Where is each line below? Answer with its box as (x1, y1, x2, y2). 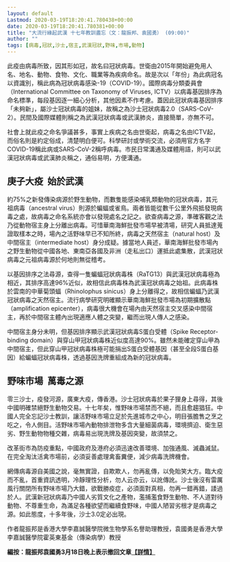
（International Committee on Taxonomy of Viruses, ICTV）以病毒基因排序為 (7, 87, 222, 95)
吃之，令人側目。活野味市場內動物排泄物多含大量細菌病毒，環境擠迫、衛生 (7, 420, 217, 429)
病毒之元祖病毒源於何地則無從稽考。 (7, 255, 110, 263)
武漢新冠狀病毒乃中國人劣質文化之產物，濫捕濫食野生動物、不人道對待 (25, 493, 223, 501)
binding (7, 336, 29, 344)
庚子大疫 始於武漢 (7, 176, 84, 188)
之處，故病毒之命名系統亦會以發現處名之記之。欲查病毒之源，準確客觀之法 (12, 212, 223, 221)
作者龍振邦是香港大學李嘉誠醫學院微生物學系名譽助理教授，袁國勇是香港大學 (7, 524, 223, 532)
